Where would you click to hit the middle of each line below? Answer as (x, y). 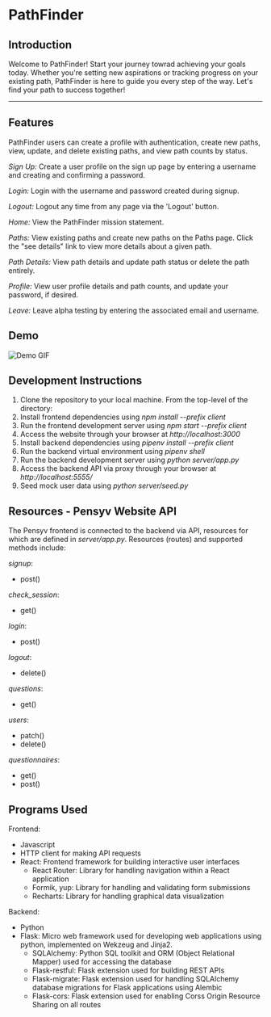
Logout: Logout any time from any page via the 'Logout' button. (114, 206)
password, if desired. (44, 294)
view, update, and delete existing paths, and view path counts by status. (128, 150)
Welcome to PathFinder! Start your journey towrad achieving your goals (127, 64)
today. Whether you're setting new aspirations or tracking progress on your (133, 73)
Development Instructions (75, 381)
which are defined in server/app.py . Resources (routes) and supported (126, 540)
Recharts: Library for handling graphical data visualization (128, 896)
